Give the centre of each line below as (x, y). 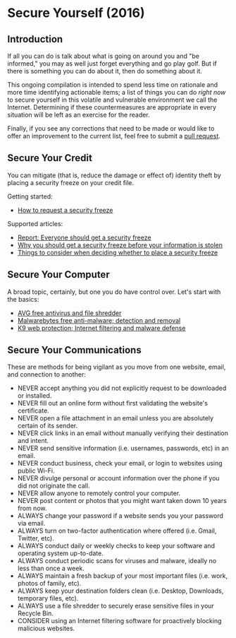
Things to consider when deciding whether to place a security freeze (118, 252)
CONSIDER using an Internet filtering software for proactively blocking (119, 621)
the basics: (23, 299)
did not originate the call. (54, 486)
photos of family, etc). (49, 584)
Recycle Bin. (36, 613)
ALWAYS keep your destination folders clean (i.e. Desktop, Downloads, (120, 591)
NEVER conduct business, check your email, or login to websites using (120, 463)
